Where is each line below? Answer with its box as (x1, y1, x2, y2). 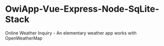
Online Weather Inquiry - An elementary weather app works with (5, 30, 137, 36)
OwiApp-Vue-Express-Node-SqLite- (5, 3, 160, 15)
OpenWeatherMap (5, 35, 43, 41)
